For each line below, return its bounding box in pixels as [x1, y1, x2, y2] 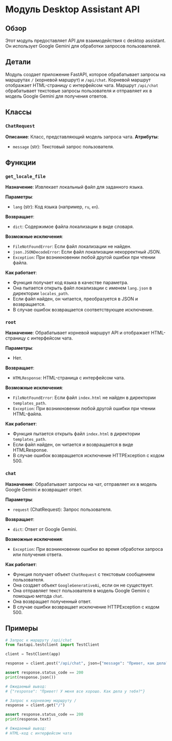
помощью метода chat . [12, 593, 64, 599]
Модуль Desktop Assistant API [5, 4, 140, 15]
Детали [5, 58, 31, 66]
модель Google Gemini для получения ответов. [5, 93, 108, 99]
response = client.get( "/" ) [5, 703, 66, 708]
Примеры [5, 624, 38, 633]
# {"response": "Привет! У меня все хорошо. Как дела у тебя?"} [5, 689, 145, 694]
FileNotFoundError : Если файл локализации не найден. [12, 243, 132, 250]
